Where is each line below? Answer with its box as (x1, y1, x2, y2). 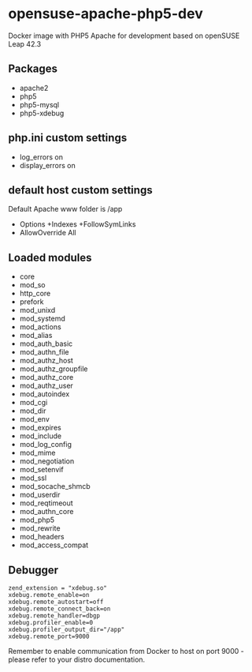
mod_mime (19, 448, 56, 458)
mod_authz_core (19, 373, 74, 382)
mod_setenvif (19, 465, 65, 475)
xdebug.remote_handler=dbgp (8, 612, 101, 620)
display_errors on (19, 160, 76, 170)
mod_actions (19, 322, 61, 332)
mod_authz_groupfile (19, 364, 88, 374)
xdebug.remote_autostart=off (8, 598, 104, 606)
